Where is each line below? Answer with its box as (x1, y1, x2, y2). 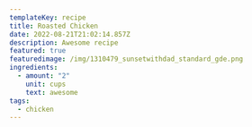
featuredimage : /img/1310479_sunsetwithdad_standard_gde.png (9, 55, 244, 63)
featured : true (9, 47, 67, 55)
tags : (9, 96, 30, 106)
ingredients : (9, 63, 58, 72)
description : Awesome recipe (9, 38, 119, 47)
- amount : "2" (17, 72, 70, 80)
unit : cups (25, 80, 67, 89)
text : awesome (25, 88, 78, 97)
